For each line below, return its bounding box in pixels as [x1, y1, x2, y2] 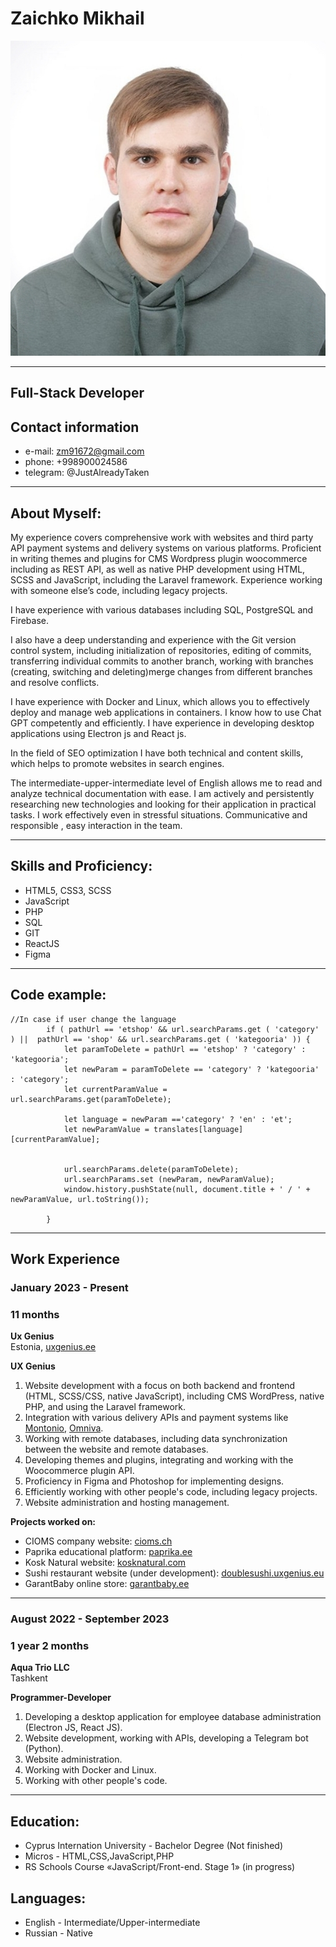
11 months [10, 1307, 60, 1321]
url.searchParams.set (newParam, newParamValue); [63, 1174, 275, 1184]
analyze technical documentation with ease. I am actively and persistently [10, 787, 315, 799]
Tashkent [10, 1672, 48, 1684]
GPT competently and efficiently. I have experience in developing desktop [10, 717, 315, 729]
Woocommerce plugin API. [24, 1465, 135, 1477]
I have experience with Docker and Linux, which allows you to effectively [10, 695, 310, 707]
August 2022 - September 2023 [10, 1612, 170, 1626]
